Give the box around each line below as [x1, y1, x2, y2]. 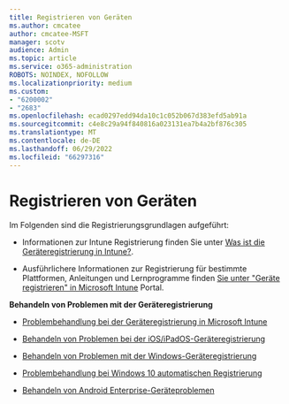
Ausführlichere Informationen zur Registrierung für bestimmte [21, 263, 247, 274]
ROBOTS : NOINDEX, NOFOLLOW [9, 71, 109, 80]
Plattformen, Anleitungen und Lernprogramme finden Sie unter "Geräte [21, 273, 280, 284]
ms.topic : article [9, 54, 77, 63]
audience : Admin [9, 46, 69, 55]
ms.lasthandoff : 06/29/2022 [9, 144, 113, 153]
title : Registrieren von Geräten [9, 12, 133, 22]
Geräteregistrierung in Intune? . [21, 247, 134, 257]
